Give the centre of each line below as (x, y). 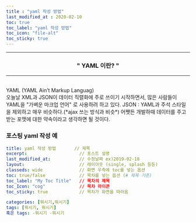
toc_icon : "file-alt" (32, 33)
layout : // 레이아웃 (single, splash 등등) (82, 165)
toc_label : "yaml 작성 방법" (39, 28)
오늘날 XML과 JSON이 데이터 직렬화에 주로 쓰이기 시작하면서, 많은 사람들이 (92, 98)
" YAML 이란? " (98, 65)
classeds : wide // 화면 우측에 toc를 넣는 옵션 (76, 170)
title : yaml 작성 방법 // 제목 (48, 148)
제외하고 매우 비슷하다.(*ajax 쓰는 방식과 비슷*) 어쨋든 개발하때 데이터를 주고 (99, 112)
